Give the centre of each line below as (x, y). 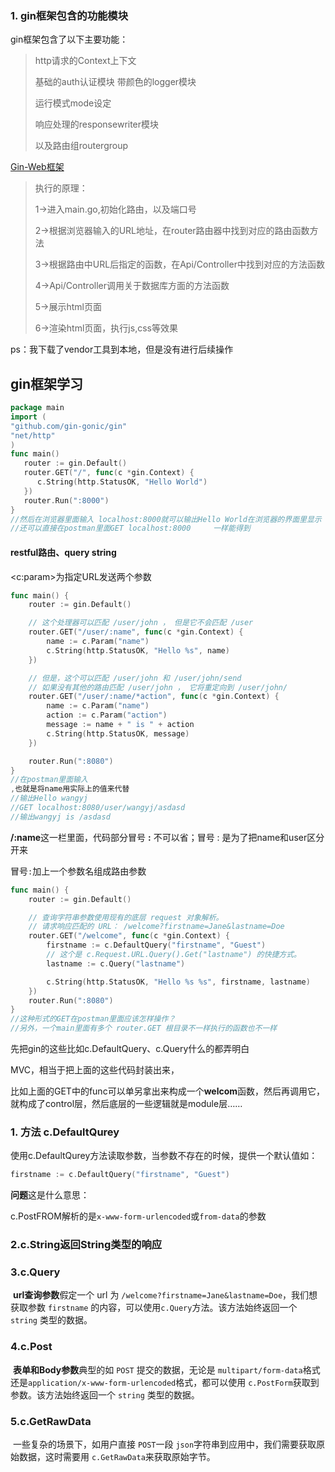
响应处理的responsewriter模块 (97, 124)
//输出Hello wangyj (49, 798)
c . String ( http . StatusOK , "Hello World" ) (122, 482)
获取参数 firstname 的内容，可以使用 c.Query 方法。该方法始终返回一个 (154, 1308)
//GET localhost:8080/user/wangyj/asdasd (98, 808)
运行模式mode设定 (73, 103)
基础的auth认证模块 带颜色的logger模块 (115, 82)
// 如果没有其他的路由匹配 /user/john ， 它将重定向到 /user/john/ (158, 687)
